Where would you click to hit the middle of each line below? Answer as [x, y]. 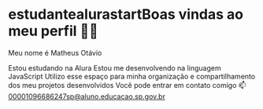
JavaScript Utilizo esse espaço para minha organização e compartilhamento [132, 76]
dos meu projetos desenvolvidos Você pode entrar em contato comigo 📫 [127, 85]
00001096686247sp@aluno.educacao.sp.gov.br [87, 96]
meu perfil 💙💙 [53, 31]
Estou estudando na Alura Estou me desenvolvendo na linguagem [115, 67]
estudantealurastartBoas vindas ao [126, 15]
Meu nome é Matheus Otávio [55, 53]
